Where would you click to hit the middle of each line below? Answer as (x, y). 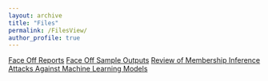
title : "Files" (34, 23)
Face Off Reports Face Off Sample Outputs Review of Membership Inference (134, 60)
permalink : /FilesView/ (48, 30)
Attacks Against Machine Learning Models (78, 69)
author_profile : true (44, 38)
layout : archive (35, 15)
